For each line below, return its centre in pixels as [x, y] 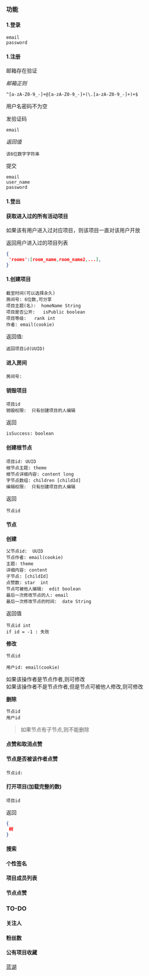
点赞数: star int [27, 582]
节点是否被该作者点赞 [32, 759]
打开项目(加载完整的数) [34, 786]
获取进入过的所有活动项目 [37, 216]
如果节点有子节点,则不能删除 [55, 729]
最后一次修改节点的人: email [37, 595]
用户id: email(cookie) [33, 667]
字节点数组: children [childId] [44, 480]
